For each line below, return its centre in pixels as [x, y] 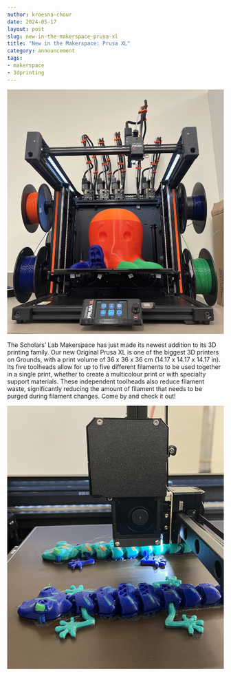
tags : [15, 59]
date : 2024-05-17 [32, 22]
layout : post [26, 29]
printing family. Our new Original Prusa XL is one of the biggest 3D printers [113, 352]
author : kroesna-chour [40, 14]
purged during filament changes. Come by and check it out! [92, 397]
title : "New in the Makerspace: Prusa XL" [69, 44]
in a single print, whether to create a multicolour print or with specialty [107, 374]
